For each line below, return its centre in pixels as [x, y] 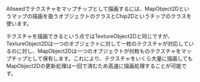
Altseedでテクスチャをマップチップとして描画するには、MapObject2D [93, 9]
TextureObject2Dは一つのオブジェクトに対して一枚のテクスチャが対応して [98, 44]
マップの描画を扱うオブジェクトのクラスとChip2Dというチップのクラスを [101, 16]
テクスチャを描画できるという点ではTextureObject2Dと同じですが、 [90, 36]
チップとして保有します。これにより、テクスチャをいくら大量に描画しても [102, 59]
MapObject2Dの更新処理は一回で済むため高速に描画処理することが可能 [94, 66]
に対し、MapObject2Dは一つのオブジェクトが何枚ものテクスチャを [99, 51]
